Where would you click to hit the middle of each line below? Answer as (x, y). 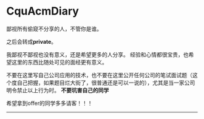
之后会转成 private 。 (32, 41)
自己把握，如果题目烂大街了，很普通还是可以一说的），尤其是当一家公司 (106, 83)
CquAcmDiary (42, 11)
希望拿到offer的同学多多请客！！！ (49, 103)
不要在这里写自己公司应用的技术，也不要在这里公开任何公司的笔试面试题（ (99, 75)
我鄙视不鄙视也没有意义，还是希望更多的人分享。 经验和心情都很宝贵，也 (97, 54)
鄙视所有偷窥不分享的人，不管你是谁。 (54, 29)
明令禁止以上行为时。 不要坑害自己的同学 (58, 90)
